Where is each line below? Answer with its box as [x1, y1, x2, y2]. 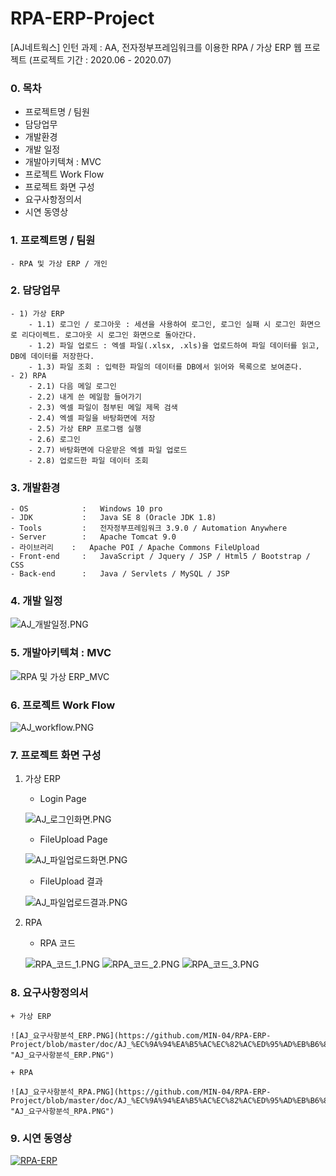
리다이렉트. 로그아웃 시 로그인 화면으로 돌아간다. [21, 330, 197, 340]
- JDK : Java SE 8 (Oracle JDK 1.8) [10, 513, 217, 523]
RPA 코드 [39, 937, 76, 949]
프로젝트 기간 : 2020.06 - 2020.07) [31, 53, 172, 66]
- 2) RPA [10, 370, 47, 381]
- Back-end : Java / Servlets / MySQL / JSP [10, 569, 230, 579]
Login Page [39, 793, 87, 805]
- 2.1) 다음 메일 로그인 [28, 381, 117, 391]
